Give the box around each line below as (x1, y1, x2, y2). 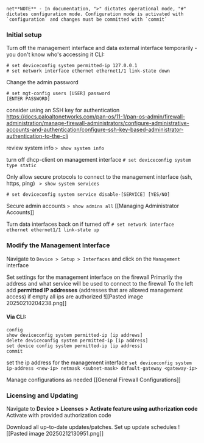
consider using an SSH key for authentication (6, 107, 120, 114)
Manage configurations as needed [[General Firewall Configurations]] (6, 376, 181, 383)
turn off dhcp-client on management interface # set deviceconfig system (6, 156, 191, 164)
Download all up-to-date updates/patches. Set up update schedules (6, 423, 177, 431)
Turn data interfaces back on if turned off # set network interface (6, 220, 175, 228)
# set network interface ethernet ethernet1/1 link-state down (6, 68, 171, 74)
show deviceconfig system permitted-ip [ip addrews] (6, 332, 143, 338)
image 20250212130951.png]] (29, 430, 104, 438)
